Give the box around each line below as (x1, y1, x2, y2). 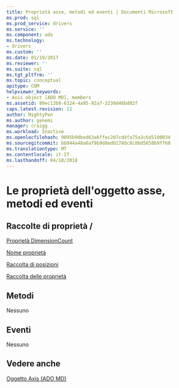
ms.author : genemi (6, 117, 53, 123)
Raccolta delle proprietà (6, 273, 67, 280)
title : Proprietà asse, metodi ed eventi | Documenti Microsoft (6, 9, 174, 15)
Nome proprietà (6, 249, 46, 256)
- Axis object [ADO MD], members (6, 94, 92, 101)
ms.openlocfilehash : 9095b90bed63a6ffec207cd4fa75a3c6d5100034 (6, 134, 171, 141)
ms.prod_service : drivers (6, 20, 72, 26)
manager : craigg (6, 123, 48, 129)
